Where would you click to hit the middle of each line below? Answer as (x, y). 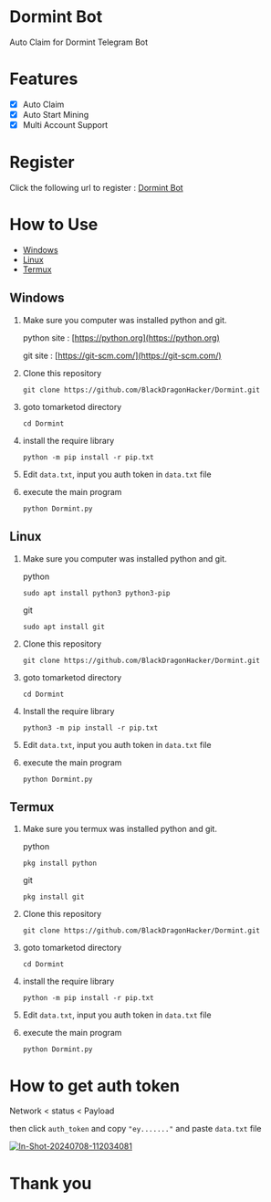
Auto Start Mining (56, 114)
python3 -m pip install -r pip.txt (90, 728)
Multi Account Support (65, 125)
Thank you (51, 1183)
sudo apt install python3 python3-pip (96, 593)
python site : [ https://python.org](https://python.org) (121, 337)
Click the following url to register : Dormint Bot (97, 188)
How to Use (54, 225)
